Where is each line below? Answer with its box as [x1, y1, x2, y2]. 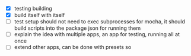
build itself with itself [14, 12, 65, 19]
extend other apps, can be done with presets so [14, 44, 132, 51]
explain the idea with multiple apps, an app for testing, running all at [14, 31, 180, 38]
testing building [14, 5, 52, 12]
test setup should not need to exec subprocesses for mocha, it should [14, 18, 185, 25]
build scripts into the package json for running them [14, 24, 141, 32]
